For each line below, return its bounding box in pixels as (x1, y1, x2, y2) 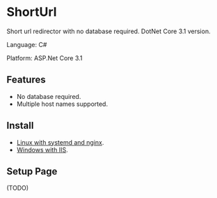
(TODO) (6, 184, 29, 192)
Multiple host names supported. (16, 100, 108, 108)
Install (6, 120, 34, 132)
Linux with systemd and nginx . (16, 138, 104, 146)
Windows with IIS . (16, 145, 68, 154)
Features (6, 74, 46, 86)
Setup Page (6, 165, 58, 177)
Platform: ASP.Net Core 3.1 (6, 53, 83, 62)
